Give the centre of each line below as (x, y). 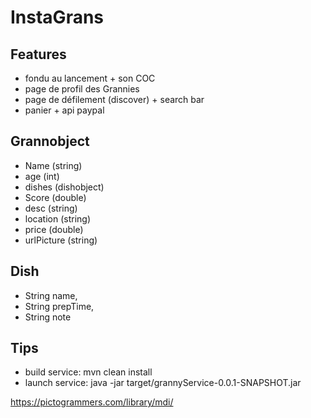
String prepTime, (59, 306)
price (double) (54, 229)
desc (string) (51, 208)
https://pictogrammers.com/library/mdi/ (92, 402)
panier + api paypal (64, 110)
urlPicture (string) (61, 240)
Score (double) (55, 197)
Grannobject (50, 141)
